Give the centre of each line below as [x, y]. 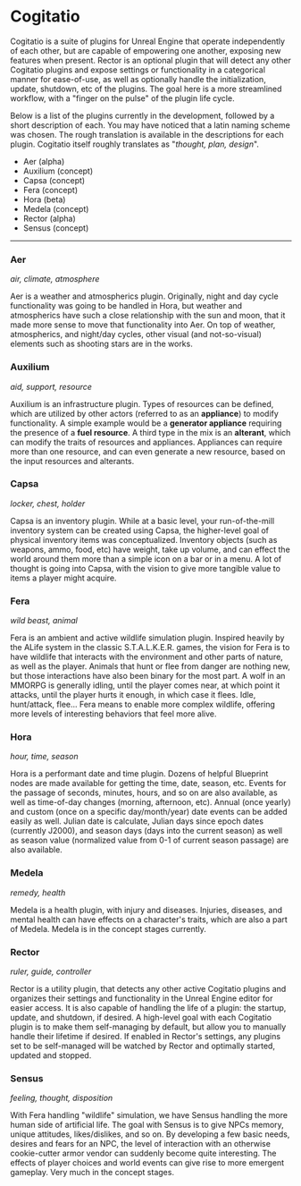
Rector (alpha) [49, 218]
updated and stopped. [51, 1055]
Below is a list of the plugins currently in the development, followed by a [142, 115]
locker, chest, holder [48, 504]
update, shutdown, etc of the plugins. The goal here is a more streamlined [146, 89]
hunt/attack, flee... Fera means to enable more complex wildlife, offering [143, 705]
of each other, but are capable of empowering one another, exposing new [146, 50]
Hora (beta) [44, 199]
